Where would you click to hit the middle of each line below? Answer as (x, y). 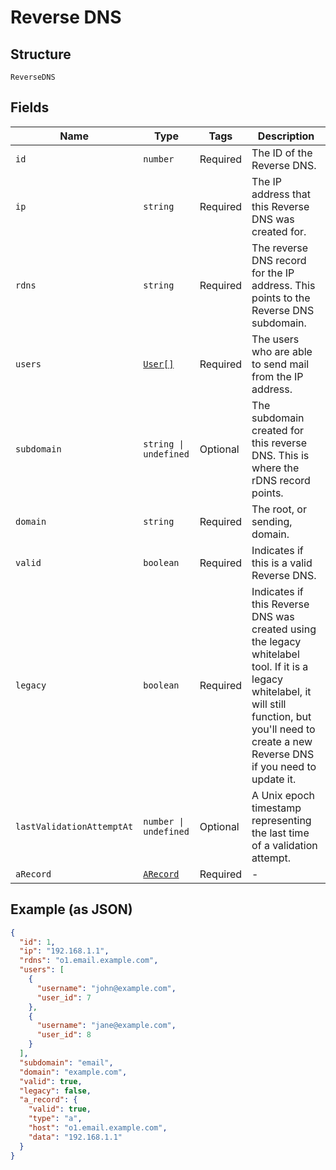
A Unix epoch (283, 795)
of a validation (284, 845)
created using (284, 629)
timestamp (276, 808)
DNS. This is (280, 455)
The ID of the (282, 153)
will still (269, 704)
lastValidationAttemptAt (74, 826)
